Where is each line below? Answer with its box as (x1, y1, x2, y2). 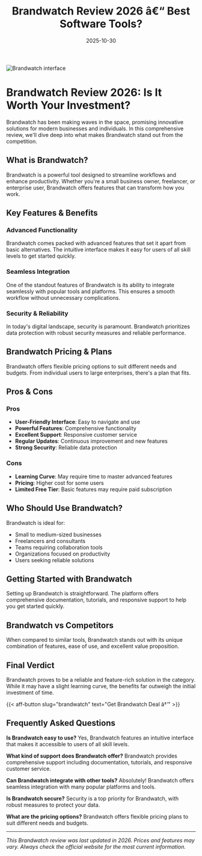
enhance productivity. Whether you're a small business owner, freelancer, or (6, 177, 195, 185)
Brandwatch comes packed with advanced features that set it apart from (6, 239, 186, 247)
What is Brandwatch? (6, 155, 88, 165)
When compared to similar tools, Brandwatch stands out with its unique (6, 636, 183, 644)
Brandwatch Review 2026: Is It (6, 86, 162, 100)
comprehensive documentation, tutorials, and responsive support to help (6, 596, 187, 604)
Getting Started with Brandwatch (6, 574, 132, 584)
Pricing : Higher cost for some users (14, 479, 104, 486)
